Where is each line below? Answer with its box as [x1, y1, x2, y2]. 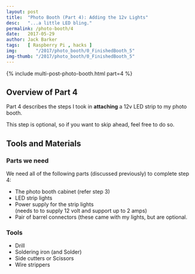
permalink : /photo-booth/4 [6, 25, 74, 32]
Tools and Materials [6, 138, 81, 149]
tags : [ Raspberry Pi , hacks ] [6, 43, 93, 49]
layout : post [6, 8, 39, 15]
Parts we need [6, 156, 49, 165]
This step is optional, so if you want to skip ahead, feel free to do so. [6, 121, 175, 128]
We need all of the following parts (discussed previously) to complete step [6, 170, 190, 177]
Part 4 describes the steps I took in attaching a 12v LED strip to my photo [6, 103, 187, 110]
